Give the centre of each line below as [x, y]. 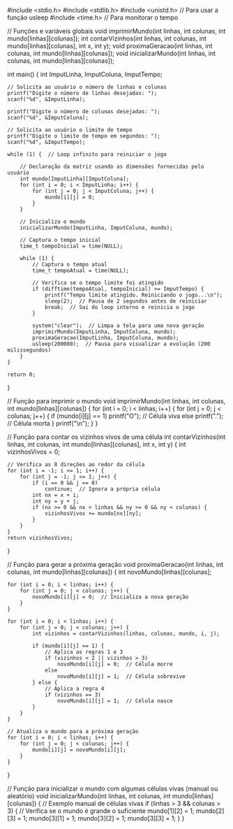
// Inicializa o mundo [53, 222]
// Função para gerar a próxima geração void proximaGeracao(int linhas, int [115, 564]
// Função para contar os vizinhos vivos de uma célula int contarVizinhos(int [116, 437]
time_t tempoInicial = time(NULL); [72, 246]
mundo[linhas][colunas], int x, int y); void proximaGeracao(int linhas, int [110, 46]
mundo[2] [210, 811]
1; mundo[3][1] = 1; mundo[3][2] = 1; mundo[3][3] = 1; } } [104, 818]
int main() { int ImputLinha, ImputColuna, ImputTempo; [85, 74]
